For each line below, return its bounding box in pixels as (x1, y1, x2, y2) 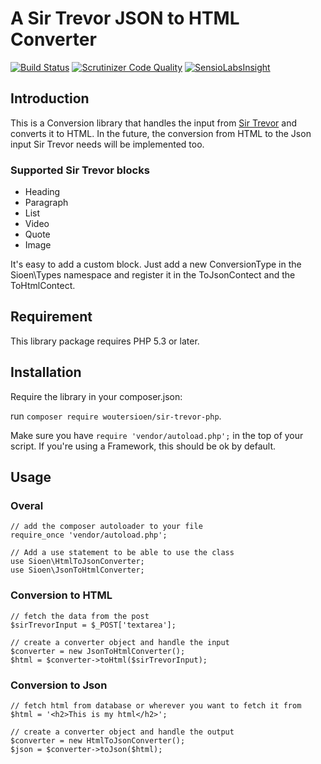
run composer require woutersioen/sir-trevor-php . (10, 410, 222, 422)
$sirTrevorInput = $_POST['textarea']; (10, 620, 177, 630)
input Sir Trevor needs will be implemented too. (10, 138, 205, 150)
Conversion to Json (10, 678, 108, 692)
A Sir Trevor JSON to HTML (10, 7, 240, 30)
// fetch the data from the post (10, 611, 150, 621)
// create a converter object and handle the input (10, 637, 230, 647)
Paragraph (24, 197, 69, 209)
